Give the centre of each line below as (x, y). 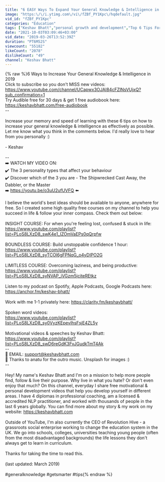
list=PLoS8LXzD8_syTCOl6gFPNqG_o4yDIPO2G (54, 255)
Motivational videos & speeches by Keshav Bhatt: (55, 333)
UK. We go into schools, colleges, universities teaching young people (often (82, 433)
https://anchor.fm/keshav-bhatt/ (38, 292)
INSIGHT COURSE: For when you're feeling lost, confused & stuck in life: (78, 224)
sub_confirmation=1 (25, 95)
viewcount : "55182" (25, 46)
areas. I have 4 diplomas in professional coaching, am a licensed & (72, 396)
